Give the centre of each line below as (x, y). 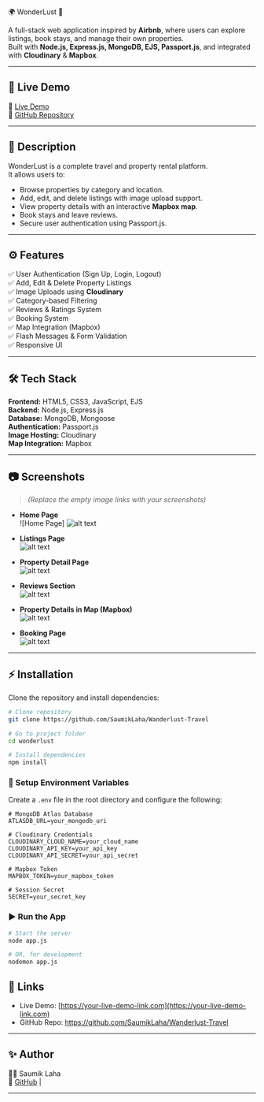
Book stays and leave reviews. (68, 214)
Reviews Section (48, 586)
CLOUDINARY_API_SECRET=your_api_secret (73, 856)
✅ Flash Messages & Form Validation (68, 336)
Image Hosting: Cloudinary (52, 435)
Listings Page (42, 538)
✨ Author (31, 1054)
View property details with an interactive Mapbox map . (108, 206)
